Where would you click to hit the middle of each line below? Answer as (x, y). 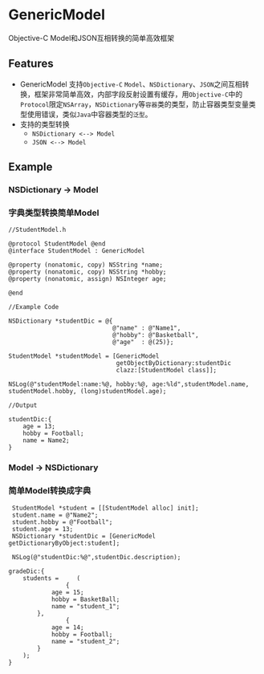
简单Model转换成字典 (50, 491)
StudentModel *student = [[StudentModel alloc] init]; (105, 508)
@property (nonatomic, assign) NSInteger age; (87, 279)
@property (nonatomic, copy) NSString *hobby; (87, 272)
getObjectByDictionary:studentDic (173, 363)
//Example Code (34, 307)
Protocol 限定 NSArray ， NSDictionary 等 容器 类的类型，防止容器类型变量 (134, 104)
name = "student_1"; (85, 606)
